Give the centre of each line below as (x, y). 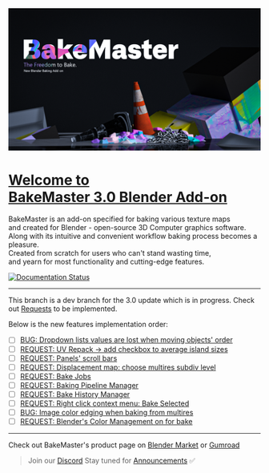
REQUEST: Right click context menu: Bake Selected (104, 403)
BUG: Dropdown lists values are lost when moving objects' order (126, 340)
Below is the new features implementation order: (88, 325)
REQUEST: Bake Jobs (55, 376)
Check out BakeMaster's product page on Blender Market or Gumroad (124, 445)
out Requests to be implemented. (63, 309)
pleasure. (24, 245)
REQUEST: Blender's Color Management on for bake (106, 421)
